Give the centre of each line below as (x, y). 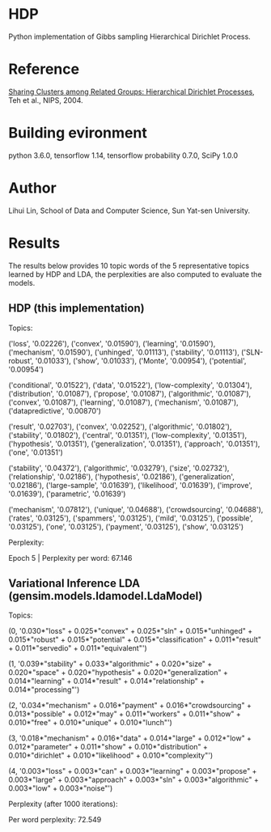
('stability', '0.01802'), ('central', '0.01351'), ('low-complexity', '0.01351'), (128, 435)
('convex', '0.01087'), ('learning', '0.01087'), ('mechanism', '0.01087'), (123, 402)
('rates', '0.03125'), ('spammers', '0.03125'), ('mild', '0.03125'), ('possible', (131, 518)
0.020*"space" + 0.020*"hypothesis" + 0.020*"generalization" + (118, 673)
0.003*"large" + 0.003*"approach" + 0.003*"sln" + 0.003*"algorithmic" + (133, 780)
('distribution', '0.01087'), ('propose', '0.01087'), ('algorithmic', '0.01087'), (130, 393)
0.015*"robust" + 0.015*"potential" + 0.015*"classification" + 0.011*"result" (135, 639)
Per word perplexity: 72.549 (55, 820)
